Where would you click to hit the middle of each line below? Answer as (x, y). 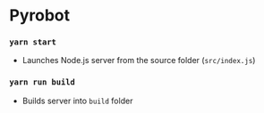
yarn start (33, 42)
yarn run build (43, 82)
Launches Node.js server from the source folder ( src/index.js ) (139, 61)
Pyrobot (39, 16)
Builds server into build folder (77, 101)
